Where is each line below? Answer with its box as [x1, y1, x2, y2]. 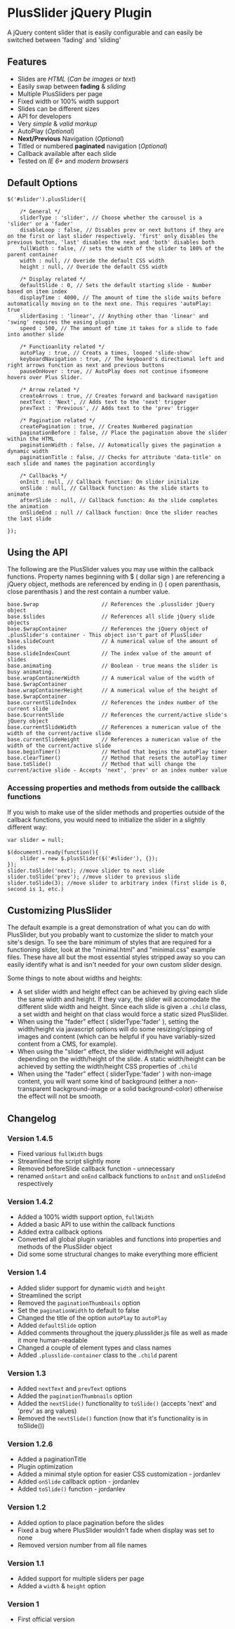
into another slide [7, 331, 65, 338]
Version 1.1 [7, 1558, 44, 1568]
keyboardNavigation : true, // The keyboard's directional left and [20, 355, 224, 362]
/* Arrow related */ [20, 386, 80, 393]
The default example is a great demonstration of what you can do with [7, 923, 210, 932]
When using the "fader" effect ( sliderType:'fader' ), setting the [17, 1017, 199, 1026]
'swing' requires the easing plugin [7, 318, 114, 326]
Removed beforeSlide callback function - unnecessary [17, 1164, 175, 1173]
